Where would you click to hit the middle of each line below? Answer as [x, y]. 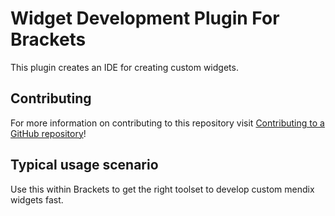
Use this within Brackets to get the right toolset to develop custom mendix [162, 189]
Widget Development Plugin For [145, 18]
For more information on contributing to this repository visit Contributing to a [167, 123]
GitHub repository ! [48, 133]
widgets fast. [37, 199]
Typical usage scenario [84, 165]
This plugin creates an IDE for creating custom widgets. [124, 67]
